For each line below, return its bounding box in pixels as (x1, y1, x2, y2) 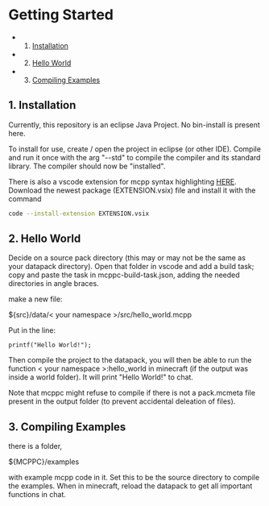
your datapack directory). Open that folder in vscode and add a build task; (8, 262, 255, 272)
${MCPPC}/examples (8, 457, 80, 467)
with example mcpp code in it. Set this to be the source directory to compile (8, 473, 260, 483)
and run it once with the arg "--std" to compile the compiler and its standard (8, 152, 261, 162)
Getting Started (8, 6, 114, 24)
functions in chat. (8, 490, 67, 500)
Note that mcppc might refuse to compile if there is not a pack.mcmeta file (8, 388, 256, 398)
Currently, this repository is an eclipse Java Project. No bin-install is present (8, 119, 260, 130)
